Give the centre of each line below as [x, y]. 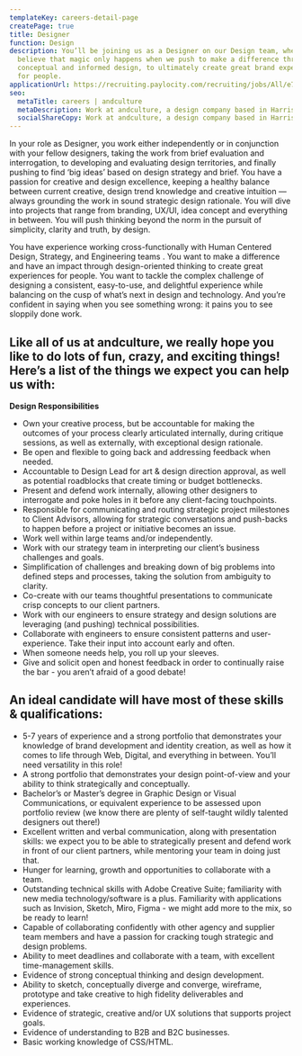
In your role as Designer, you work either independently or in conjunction [144, 144]
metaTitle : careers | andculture [80, 101]
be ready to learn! [55, 917]
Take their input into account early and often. [152, 643]
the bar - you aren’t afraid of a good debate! [104, 672]
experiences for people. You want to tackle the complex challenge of [137, 276]
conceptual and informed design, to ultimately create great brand [147, 68]
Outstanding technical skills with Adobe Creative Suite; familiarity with [152, 889]
